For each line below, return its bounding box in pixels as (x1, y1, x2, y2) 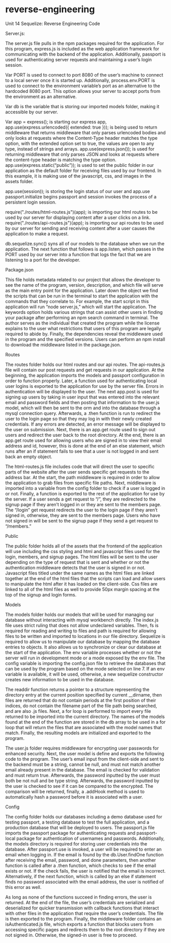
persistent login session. (5, 199, 56, 205)
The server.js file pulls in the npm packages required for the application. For (5, 40, 164, 46)
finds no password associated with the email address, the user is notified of (5, 879, 164, 885)
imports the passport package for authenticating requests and (5, 830, 136, 836)
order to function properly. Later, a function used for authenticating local (5, 378, 157, 384)
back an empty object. (5, 453, 52, 460)
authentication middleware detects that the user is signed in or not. (5, 564, 146, 570)
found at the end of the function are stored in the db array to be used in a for (5, 718, 166, 725)
